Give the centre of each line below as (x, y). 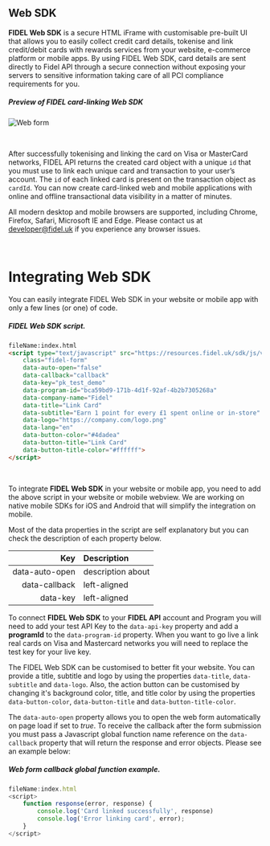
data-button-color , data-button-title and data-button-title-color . (122, 701)
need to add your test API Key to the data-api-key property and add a (123, 626)
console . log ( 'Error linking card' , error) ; (111, 819)
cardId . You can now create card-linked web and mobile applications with (130, 187)
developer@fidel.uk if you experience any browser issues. (104, 229)
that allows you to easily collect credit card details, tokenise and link (121, 41)
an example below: (39, 751)
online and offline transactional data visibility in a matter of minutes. (120, 196)
